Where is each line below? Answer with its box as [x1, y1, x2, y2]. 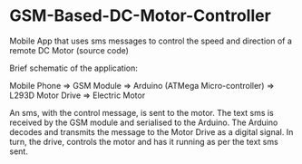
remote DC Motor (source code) [9, 44, 130, 55]
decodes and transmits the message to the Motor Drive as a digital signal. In [9, 126, 294, 137]
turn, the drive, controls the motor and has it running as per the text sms [9, 136, 278, 147]
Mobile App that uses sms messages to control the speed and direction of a [9, 35, 293, 46]
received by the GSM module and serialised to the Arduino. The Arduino [9, 117, 278, 128]
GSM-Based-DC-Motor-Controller [9, 5, 272, 26]
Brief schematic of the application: [9, 63, 139, 73]
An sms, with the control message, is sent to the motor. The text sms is [9, 107, 274, 118]
